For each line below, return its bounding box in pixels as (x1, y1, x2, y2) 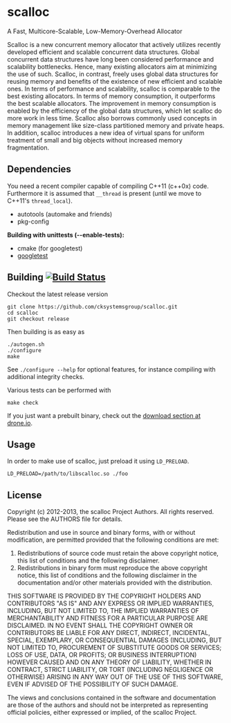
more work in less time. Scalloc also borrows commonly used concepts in (7, 113, 217, 122)
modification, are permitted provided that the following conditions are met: (7, 536, 219, 544)
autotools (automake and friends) (17, 210, 113, 218)
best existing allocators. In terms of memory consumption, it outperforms (7, 91, 216, 100)
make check (7, 399, 39, 406)
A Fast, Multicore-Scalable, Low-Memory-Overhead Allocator (7, 27, 183, 35)
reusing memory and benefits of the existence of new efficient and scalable (7, 77, 223, 85)
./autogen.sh (7, 340, 45, 348)
